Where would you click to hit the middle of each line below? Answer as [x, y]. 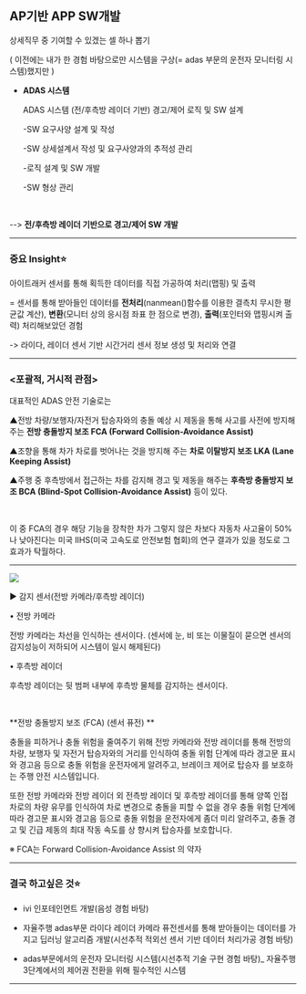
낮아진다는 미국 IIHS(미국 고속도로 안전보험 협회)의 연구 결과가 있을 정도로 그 [154, 540]
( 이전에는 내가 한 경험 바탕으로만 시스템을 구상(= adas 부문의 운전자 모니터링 [147, 59]
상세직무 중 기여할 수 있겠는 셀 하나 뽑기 [80, 40]
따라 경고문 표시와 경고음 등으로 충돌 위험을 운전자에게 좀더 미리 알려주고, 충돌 [148, 819]
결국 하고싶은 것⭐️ [45, 884]
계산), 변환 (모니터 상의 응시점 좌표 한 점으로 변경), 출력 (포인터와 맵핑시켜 [155, 314]
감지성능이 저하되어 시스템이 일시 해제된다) [85, 647]
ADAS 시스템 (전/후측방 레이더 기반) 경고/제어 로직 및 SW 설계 [133, 110]
